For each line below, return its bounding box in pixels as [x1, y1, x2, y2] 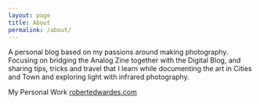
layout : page [8, 11, 51, 20]
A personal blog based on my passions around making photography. [8, 48, 229, 57]
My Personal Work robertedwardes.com [8, 88, 137, 97]
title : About [8, 19, 51, 27]
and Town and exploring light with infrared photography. [8, 72, 190, 82]
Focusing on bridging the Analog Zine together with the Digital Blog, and [8, 56, 241, 65]
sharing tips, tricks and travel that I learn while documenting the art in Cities [8, 64, 252, 74]
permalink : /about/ [8, 26, 72, 34]
